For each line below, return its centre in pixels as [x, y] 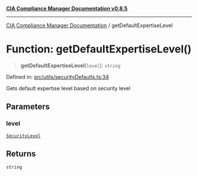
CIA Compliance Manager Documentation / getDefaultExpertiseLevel [89, 25]
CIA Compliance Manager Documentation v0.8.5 [67, 9]
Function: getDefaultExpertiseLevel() [99, 49]
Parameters [28, 107]
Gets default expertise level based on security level [68, 88]
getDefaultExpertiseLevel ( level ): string [70, 65]
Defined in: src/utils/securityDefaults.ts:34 [57, 77]
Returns [21, 154]
